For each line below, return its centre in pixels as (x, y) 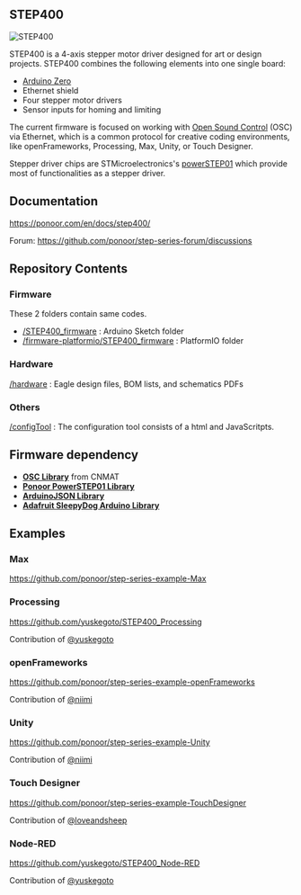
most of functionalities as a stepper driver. (88, 173)
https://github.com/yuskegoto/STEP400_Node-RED (105, 863)
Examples (37, 534)
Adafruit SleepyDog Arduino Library (91, 505)
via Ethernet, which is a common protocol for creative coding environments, (150, 136)
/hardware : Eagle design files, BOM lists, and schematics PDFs (127, 384)
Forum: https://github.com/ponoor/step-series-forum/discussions (131, 240)
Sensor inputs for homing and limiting (92, 109)
